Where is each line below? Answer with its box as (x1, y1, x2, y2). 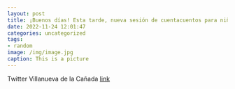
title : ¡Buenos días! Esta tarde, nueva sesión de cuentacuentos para (7, 17, 218, 24)
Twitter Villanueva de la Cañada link (7, 74, 111, 83)
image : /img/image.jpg (7, 49, 73, 56)
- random (7, 42, 33, 49)
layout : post (7, 10, 45, 17)
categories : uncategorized (7, 29, 86, 37)
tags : (7, 36, 23, 43)
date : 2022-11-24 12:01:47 (7, 23, 86, 30)
